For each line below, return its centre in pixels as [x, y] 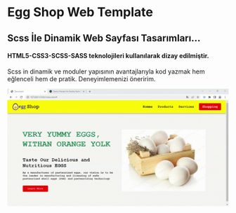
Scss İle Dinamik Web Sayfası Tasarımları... [104, 38]
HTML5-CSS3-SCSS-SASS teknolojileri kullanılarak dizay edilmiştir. [108, 56]
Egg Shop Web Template [80, 12]
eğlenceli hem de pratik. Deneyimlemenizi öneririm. [81, 78]
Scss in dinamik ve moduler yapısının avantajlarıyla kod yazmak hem [106, 71]
